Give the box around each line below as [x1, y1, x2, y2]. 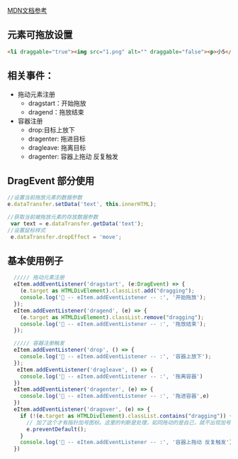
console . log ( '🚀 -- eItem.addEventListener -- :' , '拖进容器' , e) [20, 393, 210, 400]
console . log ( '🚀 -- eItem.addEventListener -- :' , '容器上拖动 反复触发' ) [20, 439, 233, 446]
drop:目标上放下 [28, 125, 76, 134]
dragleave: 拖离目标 [28, 143, 86, 151]
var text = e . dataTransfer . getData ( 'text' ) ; [10, 220, 144, 227]
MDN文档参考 [7, 6, 47, 14]
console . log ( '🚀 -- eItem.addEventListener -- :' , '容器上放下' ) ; [20, 353, 212, 360]
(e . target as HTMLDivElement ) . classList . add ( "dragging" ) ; [20, 287, 195, 295]
